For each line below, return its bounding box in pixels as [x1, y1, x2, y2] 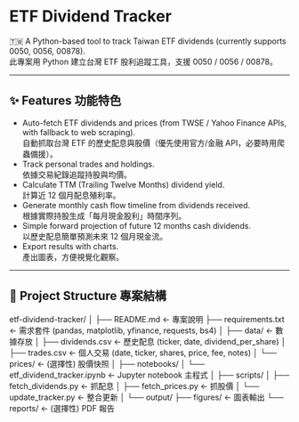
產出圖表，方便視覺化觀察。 [21, 251, 125, 262]
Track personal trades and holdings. [21, 158, 155, 169]
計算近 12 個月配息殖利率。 [21, 190, 121, 200]
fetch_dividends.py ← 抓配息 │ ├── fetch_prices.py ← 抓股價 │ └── [9, 380, 260, 391]
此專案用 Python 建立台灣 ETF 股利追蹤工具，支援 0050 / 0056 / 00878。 [9, 56, 278, 67]
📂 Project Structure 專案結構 [9, 288, 167, 304]
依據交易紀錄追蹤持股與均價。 [21, 169, 132, 180]
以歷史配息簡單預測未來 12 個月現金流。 [21, 231, 167, 241]
